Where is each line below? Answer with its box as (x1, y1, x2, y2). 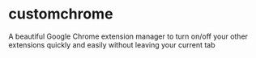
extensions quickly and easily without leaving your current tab (8, 39, 216, 49)
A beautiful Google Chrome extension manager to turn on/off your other (8, 31, 249, 41)
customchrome (8, 5, 113, 23)
